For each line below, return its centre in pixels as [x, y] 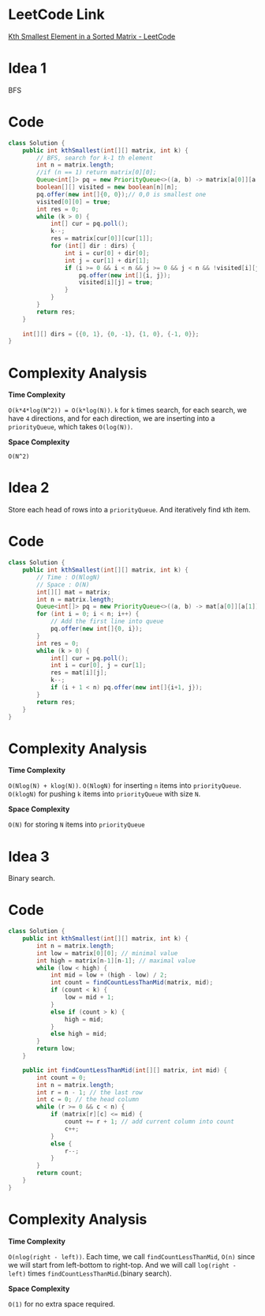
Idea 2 [29, 488]
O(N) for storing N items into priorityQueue [77, 825]
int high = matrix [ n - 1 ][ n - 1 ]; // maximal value [116, 961]
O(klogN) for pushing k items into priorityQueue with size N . [105, 794]
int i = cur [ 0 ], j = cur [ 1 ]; [98, 665]
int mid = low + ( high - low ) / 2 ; [109, 975]
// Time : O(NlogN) [69, 577]
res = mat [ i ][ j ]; [79, 673]
